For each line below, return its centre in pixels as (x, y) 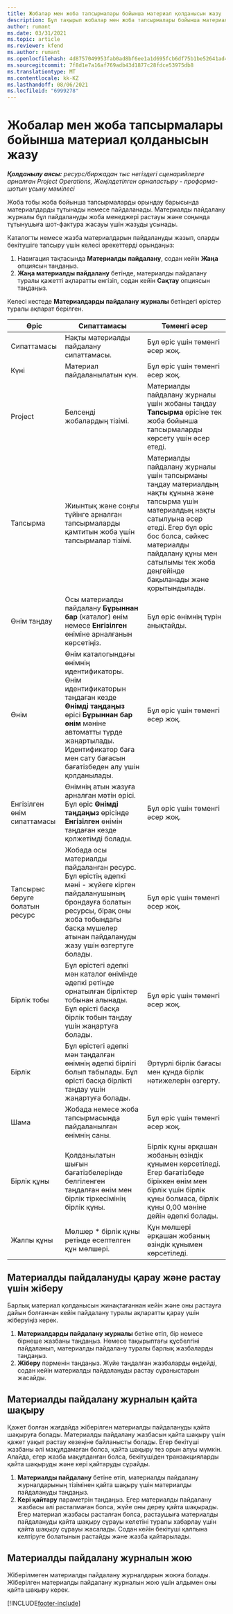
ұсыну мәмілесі (52, 189)
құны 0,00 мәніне (176, 1208)
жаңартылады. (89, 741)
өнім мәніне (85, 723)
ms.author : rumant (34, 53)
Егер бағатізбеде (175, 1173)
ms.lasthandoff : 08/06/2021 (48, 85)
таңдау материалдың (183, 484)
